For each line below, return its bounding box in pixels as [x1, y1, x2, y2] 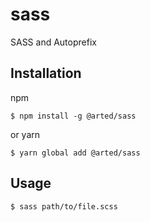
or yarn [10, 128, 41, 140]
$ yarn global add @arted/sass [10, 148, 141, 158]
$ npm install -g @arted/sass [10, 111, 137, 121]
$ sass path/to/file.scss [10, 201, 118, 212]
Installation [10, 65, 82, 82]
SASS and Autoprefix [10, 36, 97, 48]
